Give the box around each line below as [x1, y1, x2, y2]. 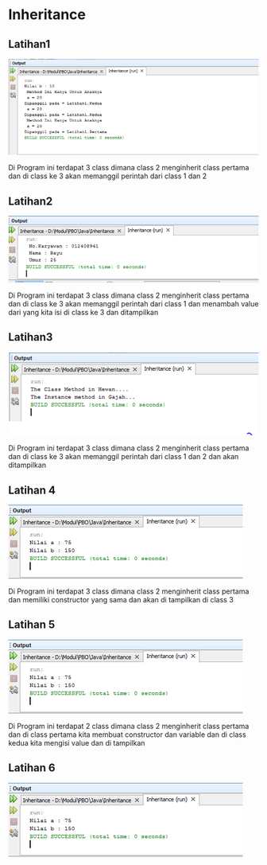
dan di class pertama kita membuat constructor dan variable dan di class [8, 730, 246, 739]
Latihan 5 [8, 618, 56, 632]
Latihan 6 [8, 762, 56, 775]
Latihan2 [8, 194, 53, 208]
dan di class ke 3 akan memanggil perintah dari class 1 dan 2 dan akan [8, 452, 239, 462]
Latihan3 [8, 330, 53, 344]
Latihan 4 [8, 483, 56, 497]
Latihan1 [8, 37, 51, 51]
